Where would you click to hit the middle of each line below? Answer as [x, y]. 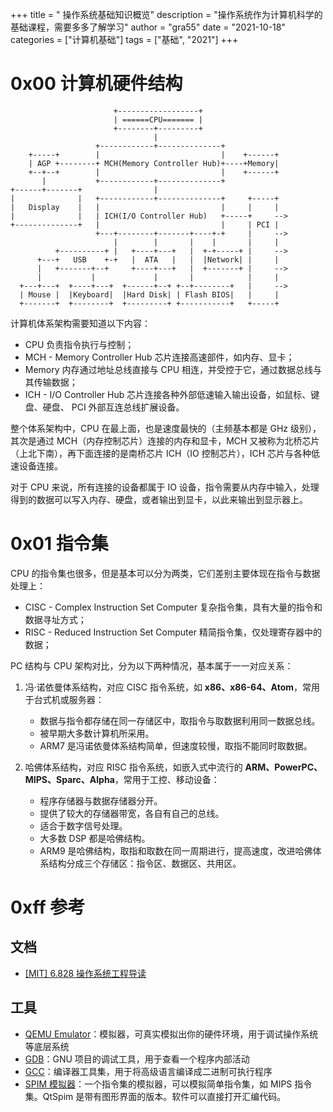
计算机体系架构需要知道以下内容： [80, 323]
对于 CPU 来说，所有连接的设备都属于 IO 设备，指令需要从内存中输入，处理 [165, 487]
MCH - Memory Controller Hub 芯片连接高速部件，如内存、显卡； [159, 357]
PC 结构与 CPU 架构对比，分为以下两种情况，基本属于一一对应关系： [152, 665]
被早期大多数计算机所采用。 [97, 733]
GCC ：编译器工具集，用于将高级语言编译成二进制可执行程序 [148, 1071]
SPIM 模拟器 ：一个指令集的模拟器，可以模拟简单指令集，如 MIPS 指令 [168, 1084]
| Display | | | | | [145, 207]
